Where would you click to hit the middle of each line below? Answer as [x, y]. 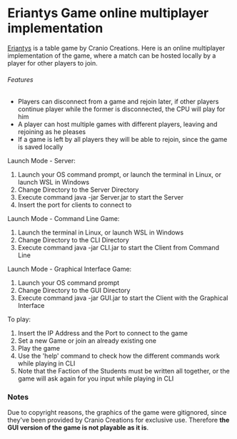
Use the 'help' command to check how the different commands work [118, 356]
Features [20, 79]
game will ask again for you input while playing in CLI [96, 378]
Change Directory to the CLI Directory [74, 240]
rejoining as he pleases [52, 132]
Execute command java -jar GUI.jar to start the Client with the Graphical [123, 298]
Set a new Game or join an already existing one [87, 341]
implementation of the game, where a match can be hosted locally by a [112, 56]
